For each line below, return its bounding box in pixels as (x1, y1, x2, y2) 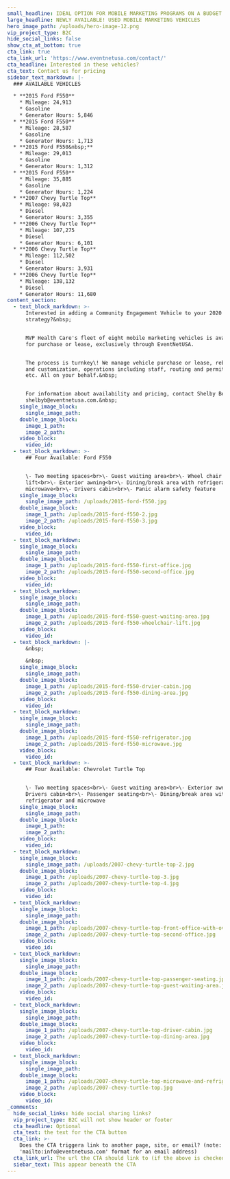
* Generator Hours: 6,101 (19, 240, 94, 247)
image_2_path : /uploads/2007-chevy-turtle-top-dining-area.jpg (25, 1033, 210, 1040)
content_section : (7, 297, 57, 304)
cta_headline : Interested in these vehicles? (7, 61, 139, 68)
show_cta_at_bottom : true (7, 42, 81, 49)
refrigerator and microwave (25, 797, 106, 804)
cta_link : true (7, 49, 51, 56)
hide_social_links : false (7, 36, 81, 43)
